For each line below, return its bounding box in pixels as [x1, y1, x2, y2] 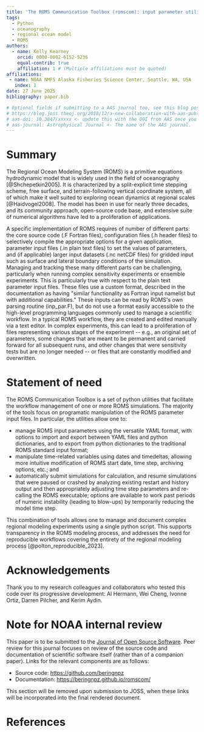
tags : [6, 15, 20, 21]
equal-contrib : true [17, 60, 69, 66]
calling [15, 492, 32, 499]
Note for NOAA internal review [6, 618, 163, 632]
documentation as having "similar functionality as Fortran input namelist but [6, 290, 195, 297]
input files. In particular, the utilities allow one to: [6, 415, 127, 423]
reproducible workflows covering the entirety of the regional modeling [6, 536, 182, 543]
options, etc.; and [15, 466, 59, 473]
